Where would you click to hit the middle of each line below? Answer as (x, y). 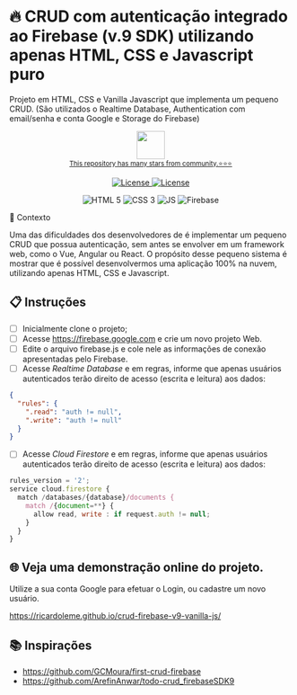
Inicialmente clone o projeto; (75, 328)
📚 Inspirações (51, 645)
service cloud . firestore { (60, 489)
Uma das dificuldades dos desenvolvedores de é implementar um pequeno (148, 235)
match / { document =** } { (70, 505)
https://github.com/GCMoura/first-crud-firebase (112, 671)
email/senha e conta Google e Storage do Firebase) (105, 118)
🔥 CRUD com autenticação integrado (149, 17)
